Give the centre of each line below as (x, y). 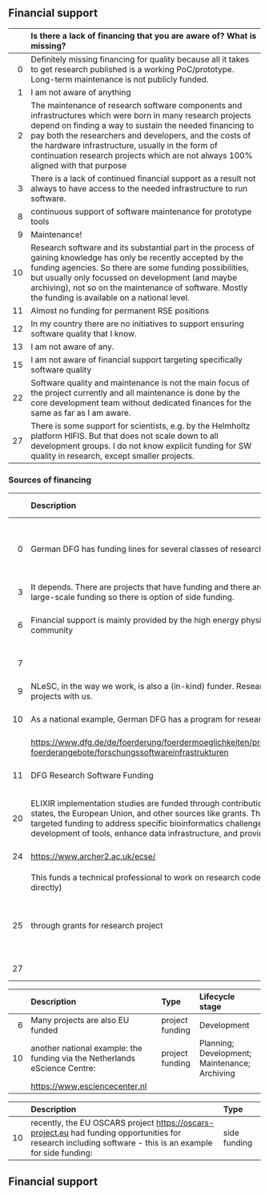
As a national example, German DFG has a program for (133, 719)
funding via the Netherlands (83, 1058)
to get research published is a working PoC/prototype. (132, 69)
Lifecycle (217, 997)
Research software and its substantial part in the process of (143, 248)
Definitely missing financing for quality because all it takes (140, 59)
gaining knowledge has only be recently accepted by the (137, 257)
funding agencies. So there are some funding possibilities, (140, 268)
